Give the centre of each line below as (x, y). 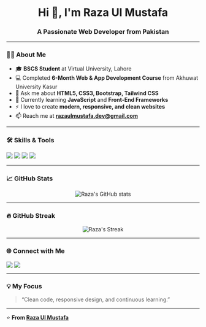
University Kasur (36, 87)
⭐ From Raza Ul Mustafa (38, 318)
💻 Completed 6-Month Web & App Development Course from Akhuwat (107, 78)
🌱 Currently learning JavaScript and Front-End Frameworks (92, 99)
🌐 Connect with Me (36, 251)
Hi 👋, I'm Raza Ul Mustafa (103, 13)
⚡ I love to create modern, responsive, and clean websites (90, 106)
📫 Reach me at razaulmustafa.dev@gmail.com (76, 115)
